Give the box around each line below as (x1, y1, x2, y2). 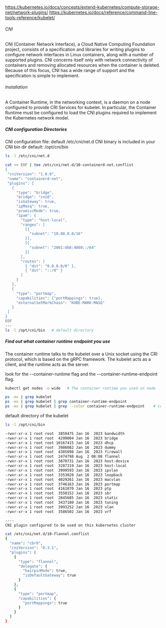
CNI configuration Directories (5, 126, 67, 132)
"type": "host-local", (20, 217, 68, 223)
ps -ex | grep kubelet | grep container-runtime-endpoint (5, 399, 127, 404)
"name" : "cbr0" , (9, 541, 43, 546)
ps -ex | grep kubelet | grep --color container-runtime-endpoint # (5, 404, 156, 409)
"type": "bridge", (16, 190, 54, 195)
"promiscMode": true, (16, 208, 61, 213)
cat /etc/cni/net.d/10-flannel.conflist (5, 532, 90, 537)
